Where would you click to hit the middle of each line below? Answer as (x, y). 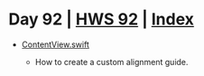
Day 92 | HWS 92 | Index (102, 19)
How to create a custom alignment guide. (111, 62)
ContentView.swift (55, 44)
